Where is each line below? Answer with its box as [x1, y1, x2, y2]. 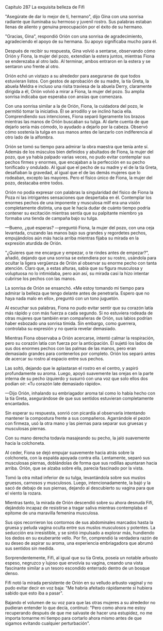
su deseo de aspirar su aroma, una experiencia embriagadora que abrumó [5, 540, 154, 546]
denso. [5, 571, 19, 576]
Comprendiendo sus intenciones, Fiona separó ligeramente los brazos [5, 114, 145, 119]
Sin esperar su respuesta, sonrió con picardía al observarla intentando [5, 410, 146, 416]
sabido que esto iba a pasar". [5, 590, 64, 596]
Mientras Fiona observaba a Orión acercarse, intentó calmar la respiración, [5, 335, 155, 341]
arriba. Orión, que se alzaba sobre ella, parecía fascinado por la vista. [5, 465, 144, 471]
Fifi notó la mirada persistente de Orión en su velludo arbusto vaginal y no [5, 580, 153, 586]
